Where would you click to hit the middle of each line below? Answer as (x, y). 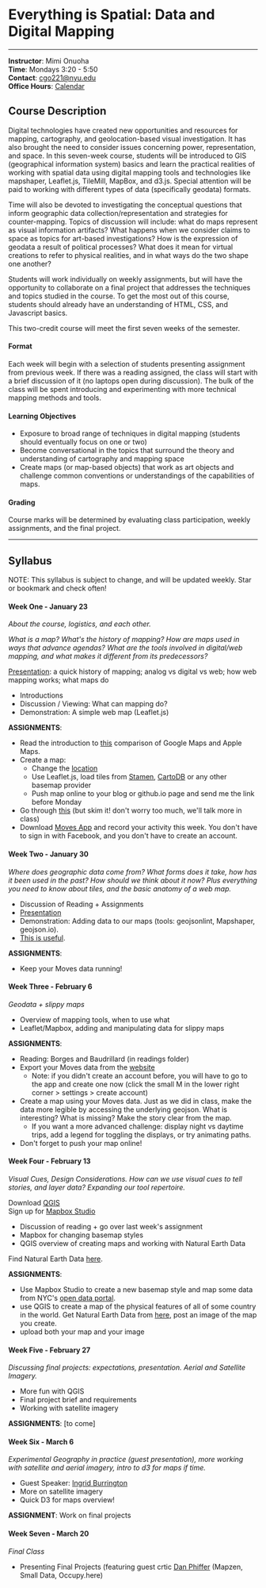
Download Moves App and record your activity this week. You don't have (139, 828)
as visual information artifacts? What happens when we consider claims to (129, 230)
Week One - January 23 (48, 606)
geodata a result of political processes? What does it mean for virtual (121, 247)
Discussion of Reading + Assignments (82, 904)
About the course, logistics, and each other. (80, 624)
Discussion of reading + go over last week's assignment (111, 1226)
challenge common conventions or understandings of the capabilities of (137, 476)
